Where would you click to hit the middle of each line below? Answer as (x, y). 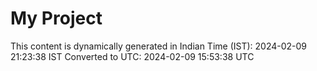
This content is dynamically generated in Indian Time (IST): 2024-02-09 (159, 46)
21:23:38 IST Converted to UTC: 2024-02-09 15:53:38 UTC (132, 56)
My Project (56, 18)
